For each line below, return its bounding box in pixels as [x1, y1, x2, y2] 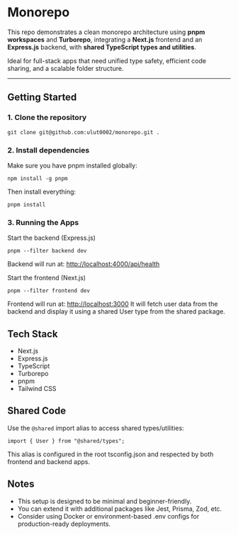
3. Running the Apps [7, 217, 79, 227]
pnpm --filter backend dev [7, 248, 87, 255]
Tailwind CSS [17, 385, 57, 393]
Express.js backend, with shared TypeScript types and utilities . [7, 43, 197, 51]
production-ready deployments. [17, 519, 111, 528]
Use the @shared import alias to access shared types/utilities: [7, 424, 184, 432]
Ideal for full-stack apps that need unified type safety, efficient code [7, 56, 207, 65]
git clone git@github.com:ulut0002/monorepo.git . [7, 128, 160, 136]
